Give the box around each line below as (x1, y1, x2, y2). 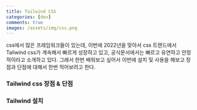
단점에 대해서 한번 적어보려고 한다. (16, 64, 96, 71)
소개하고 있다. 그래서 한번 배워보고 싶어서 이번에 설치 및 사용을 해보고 (26, 56, 185, 63)
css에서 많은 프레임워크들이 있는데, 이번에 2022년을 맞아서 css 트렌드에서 (6, 42, 177, 49)
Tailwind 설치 (6, 97, 44, 105)
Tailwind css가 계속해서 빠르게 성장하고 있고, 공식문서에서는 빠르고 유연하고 (6, 49, 181, 56)
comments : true (6, 19, 44, 25)
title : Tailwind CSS (6, 8, 57, 15)
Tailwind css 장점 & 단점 (6, 80, 74, 88)
